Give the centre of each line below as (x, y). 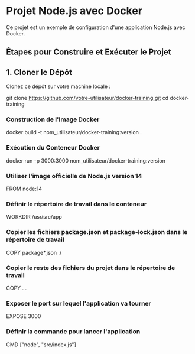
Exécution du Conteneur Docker (53, 148)
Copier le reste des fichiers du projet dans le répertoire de (91, 268)
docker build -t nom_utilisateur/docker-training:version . (74, 132)
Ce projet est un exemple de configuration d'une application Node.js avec (96, 27)
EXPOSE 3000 (24, 316)
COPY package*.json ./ (34, 252)
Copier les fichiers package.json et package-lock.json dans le (97, 232)
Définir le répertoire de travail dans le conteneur (76, 204)
